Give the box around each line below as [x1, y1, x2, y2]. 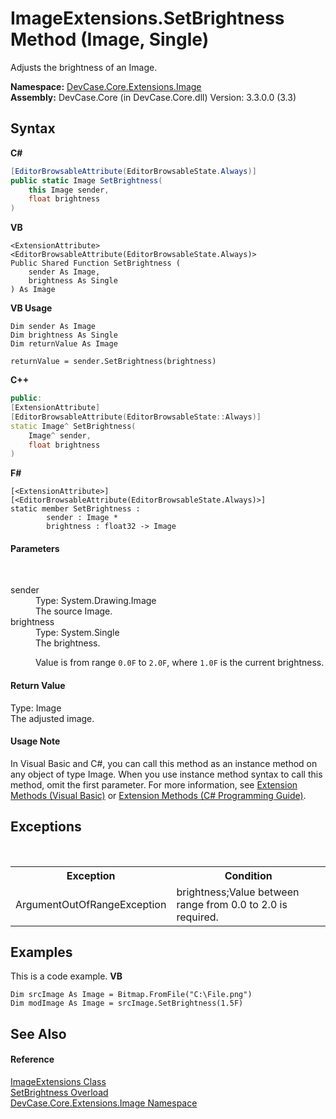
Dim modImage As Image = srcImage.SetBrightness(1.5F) [10, 998, 244, 1009]
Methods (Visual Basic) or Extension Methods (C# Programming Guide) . [10, 789, 307, 801]
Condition [224, 868, 273, 882]
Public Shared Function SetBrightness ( [10, 258, 182, 269]
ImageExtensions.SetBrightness [10, 7, 285, 30]
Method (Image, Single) [10, 28, 210, 51]
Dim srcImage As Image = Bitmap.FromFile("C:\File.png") [10, 990, 253, 1000]
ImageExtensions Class [10, 1076, 107, 1088]
